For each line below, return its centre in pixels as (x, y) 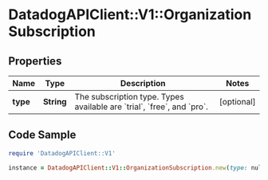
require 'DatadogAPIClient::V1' (62, 153)
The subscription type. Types (130, 97)
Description (143, 83)
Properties (35, 61)
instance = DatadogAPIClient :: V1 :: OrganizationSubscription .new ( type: (128, 168)
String (55, 102)
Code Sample (42, 135)
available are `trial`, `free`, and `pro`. (142, 107)
